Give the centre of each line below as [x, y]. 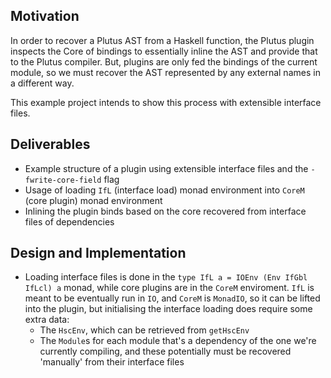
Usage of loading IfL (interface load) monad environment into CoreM [164, 190]
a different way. [42, 83]
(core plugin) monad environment [93, 200]
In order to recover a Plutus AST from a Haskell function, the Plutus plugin [162, 40]
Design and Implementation [98, 253]
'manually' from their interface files [112, 362]
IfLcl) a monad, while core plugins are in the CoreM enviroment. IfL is [169, 288]
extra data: [47, 320]
